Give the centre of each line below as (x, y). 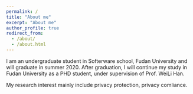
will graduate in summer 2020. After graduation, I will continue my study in (97, 67)
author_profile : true (33, 28)
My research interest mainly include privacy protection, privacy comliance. (97, 85)
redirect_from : (25, 33)
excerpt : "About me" (32, 22)
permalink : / (22, 11)
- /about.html (29, 45)
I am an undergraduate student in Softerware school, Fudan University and (97, 61)
